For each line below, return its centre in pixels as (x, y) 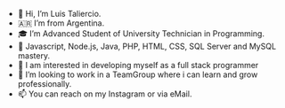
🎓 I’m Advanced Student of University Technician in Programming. (141, 34)
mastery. (34, 56)
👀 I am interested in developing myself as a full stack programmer (138, 65)
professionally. (45, 84)
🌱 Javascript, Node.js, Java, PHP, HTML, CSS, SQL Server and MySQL (147, 46)
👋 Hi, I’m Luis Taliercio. (59, 14)
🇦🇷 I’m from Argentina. (61, 23)
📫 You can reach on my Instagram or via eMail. (105, 94)
